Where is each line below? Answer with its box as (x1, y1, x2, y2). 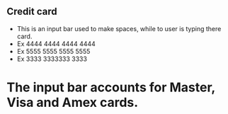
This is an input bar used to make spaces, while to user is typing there (16, 24, 222, 33)
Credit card (6, 6, 57, 18)
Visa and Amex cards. (6, 95, 139, 110)
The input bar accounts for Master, (6, 79, 215, 95)
